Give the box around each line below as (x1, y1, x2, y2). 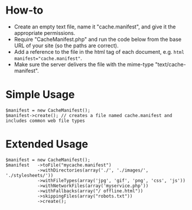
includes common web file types (5, 118, 85, 124)
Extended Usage (5, 137, 89, 151)
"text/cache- (155, 60, 187, 68)
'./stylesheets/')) (5, 172, 54, 178)
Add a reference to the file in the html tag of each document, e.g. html (14, 48, 184, 55)
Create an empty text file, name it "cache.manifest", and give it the (14, 23, 176, 30)
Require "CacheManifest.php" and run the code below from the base (14, 35, 181, 43)
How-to (5, 4, 44, 17)
